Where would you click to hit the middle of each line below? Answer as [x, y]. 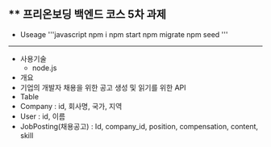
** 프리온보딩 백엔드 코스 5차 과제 [88, 15]
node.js [44, 68]
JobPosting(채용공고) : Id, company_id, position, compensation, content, [139, 126]
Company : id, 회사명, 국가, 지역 [71, 106]
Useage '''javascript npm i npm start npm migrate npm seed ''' [124, 34]
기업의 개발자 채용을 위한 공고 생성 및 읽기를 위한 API [103, 87]
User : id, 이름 [43, 116]
